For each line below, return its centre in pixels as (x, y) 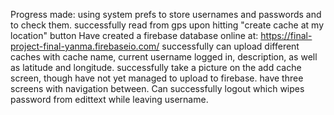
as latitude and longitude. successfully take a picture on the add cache (156, 67)
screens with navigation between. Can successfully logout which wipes (157, 88)
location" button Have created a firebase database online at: (134, 35)
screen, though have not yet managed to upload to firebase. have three (157, 78)
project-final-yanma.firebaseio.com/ (85, 46)
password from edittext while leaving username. (109, 99)
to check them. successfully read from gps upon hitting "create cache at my (167, 25)
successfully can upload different (230, 46)
